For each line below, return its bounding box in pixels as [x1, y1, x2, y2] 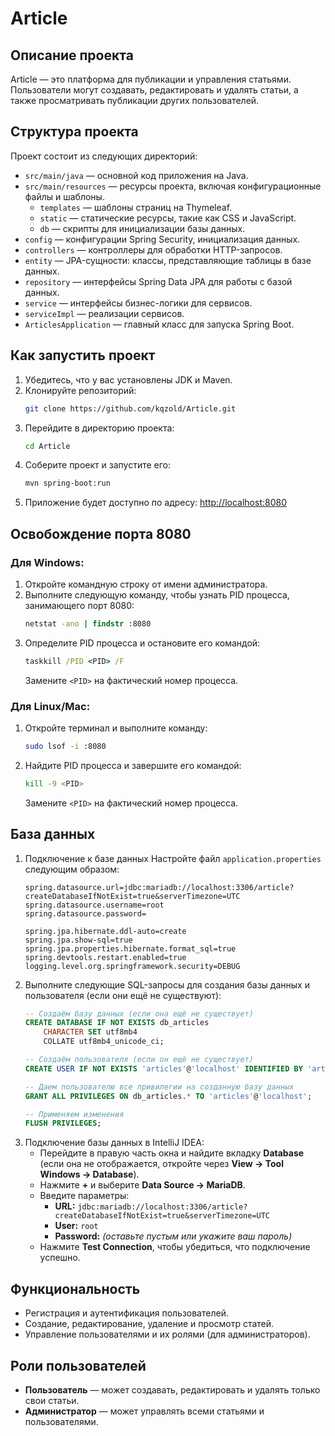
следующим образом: [24, 863, 120, 875]
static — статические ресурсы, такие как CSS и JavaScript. [39, 212, 297, 224]
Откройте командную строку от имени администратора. [24, 578, 268, 590]
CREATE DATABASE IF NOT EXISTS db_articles [24, 1018, 210, 1028]
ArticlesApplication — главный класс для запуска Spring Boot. [24, 318, 295, 330]
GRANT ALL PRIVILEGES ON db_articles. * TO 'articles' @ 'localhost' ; [24, 1091, 313, 1101]
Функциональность [10, 1280, 141, 1297]
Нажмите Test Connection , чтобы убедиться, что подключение [39, 1241, 311, 1253]
